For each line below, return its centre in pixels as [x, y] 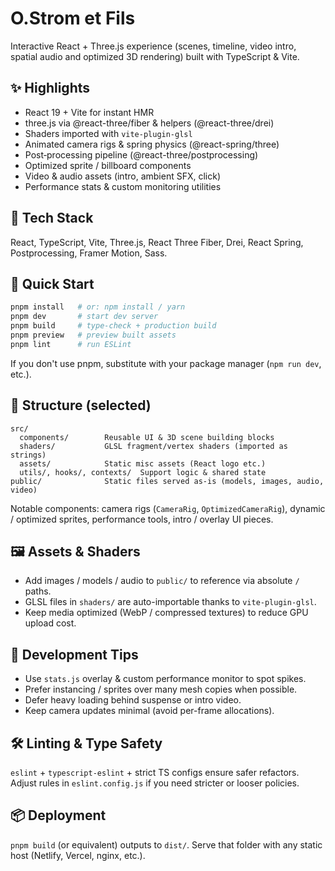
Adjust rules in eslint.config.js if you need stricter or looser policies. [155, 783]
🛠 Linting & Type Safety [86, 743]
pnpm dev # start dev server [84, 317]
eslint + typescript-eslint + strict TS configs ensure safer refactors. [155, 772]
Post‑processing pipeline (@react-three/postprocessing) [141, 154]
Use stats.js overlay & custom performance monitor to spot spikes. [165, 679]
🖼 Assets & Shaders [75, 551]
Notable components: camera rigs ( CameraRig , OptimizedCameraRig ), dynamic [168, 508]
